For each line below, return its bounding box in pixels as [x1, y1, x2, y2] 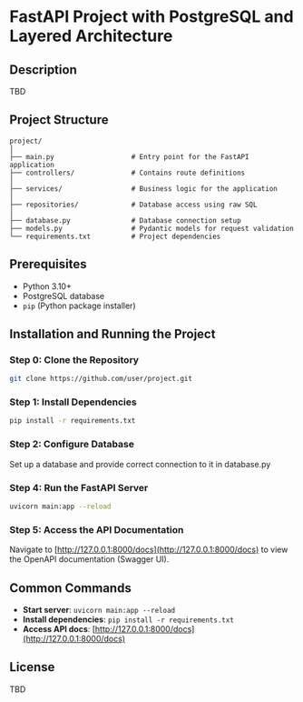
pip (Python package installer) [22, 300, 136, 311]
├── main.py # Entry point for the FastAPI [9, 152, 249, 161]
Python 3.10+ [22, 280, 73, 292]
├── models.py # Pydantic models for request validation [9, 224, 295, 233]
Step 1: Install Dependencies [9, 396, 138, 408]
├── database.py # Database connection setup [9, 216, 242, 225]
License [9, 659, 55, 675]
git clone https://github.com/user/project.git [9, 375, 193, 384]
